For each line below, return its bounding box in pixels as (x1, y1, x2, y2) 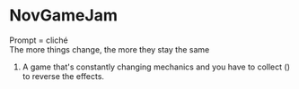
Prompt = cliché (9, 35, 69, 45)
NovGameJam (9, 5, 119, 26)
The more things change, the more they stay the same (9, 44, 210, 54)
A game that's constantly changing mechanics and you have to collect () (22, 61, 290, 72)
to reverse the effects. (22, 70, 105, 81)
